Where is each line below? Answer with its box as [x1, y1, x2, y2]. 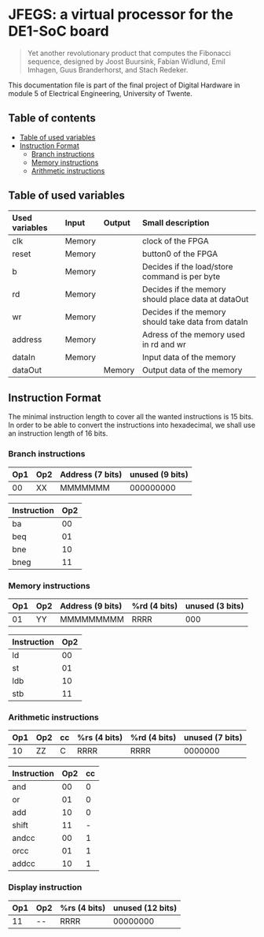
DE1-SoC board [8, 22, 109, 40]
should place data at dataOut [141, 293, 249, 304]
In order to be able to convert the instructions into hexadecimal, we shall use [8, 420, 255, 430]
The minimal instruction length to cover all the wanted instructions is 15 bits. [8, 412, 254, 422]
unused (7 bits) [183, 732, 243, 743]
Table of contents [8, 112, 96, 125]
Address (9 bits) [60, 600, 123, 612]
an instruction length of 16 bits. [8, 429, 108, 438]
